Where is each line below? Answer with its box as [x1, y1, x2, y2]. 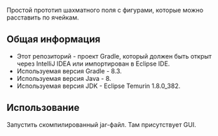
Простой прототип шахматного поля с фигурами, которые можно [6, 6, 204, 14]
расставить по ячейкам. [6, 13, 79, 22]
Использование [6, 102, 80, 114]
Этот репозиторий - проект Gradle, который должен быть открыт [16, 52, 212, 60]
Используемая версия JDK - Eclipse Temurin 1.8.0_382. [16, 82, 181, 90]
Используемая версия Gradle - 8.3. [16, 66, 122, 75]
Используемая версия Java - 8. [16, 74, 111, 82]
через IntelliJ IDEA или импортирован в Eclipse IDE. [16, 59, 170, 68]
